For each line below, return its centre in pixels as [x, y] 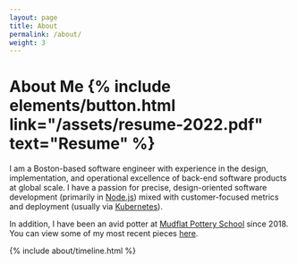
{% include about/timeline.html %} [73, 251]
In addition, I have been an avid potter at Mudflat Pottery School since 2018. [149, 224]
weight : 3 [28, 43]
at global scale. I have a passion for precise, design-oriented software [138, 188]
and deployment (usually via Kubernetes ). [86, 207]
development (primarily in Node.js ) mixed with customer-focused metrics [144, 197]
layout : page [34, 17]
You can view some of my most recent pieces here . [104, 234]
